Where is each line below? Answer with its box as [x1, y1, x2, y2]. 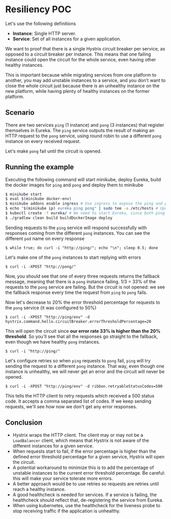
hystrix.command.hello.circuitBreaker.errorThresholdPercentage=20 [5, 319, 152, 324]
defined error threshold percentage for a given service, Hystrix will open [12, 453, 164, 460]
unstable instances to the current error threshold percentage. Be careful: [12, 469, 165, 476]
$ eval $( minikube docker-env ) [5, 196, 72, 202]
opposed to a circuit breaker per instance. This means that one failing [5, 51, 151, 57]
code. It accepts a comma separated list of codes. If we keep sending [5, 398, 152, 404]
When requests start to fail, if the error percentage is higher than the [12, 448, 156, 454]
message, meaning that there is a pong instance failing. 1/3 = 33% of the [5, 278, 156, 284]
